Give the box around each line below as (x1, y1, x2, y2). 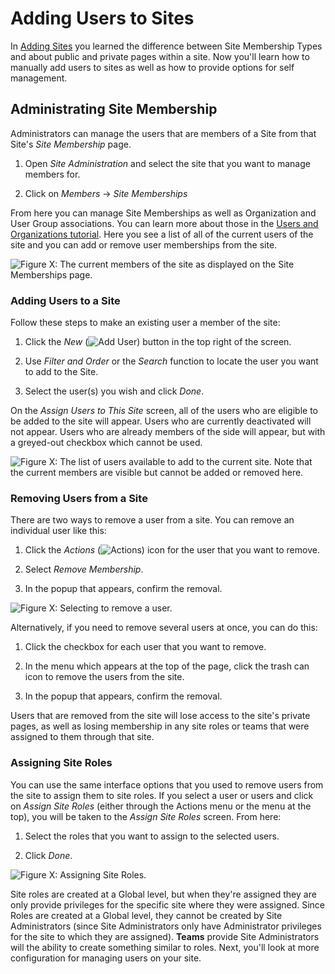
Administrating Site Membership (10, 101, 218, 118)
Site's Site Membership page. (10, 138, 132, 150)
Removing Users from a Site (10, 491, 148, 505)
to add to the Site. (24, 366, 99, 378)
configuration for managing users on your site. (10, 952, 202, 964)
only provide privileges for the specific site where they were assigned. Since (10, 898, 326, 911)
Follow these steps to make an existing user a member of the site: (10, 317, 281, 329)
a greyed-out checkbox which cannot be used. (10, 437, 203, 449)
